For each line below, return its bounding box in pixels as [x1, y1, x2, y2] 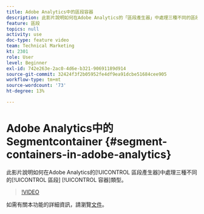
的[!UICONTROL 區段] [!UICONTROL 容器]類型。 [6, 176, 127, 183]
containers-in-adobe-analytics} [6, 148, 172, 162]
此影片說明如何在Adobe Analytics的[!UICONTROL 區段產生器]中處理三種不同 [6, 168, 197, 176]
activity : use [6, 32, 42, 38]
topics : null [6, 26, 39, 32]
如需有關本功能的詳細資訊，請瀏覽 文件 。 [6, 201, 107, 208]
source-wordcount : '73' [6, 83, 67, 89]
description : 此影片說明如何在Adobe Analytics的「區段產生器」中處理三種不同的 [6, 15, 191, 21]
